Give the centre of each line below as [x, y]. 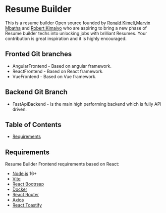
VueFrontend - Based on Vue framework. [54, 76]
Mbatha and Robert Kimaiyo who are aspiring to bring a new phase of [76, 28]
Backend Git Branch [36, 92]
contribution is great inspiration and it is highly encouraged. [66, 39]
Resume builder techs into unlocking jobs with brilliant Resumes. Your [76, 33]
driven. [20, 109]
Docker [20, 189]
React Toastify [27, 205]
